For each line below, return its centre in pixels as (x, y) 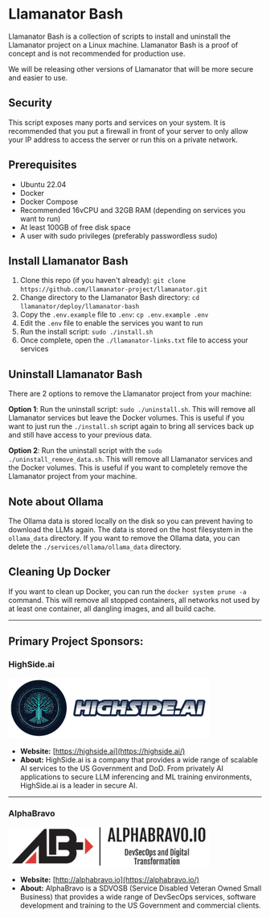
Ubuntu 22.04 (43, 184)
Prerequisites (43, 165)
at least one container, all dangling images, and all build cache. (112, 609)
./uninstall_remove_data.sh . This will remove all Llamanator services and (131, 459)
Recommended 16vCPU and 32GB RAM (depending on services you (133, 210)
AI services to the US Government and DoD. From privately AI (121, 768)
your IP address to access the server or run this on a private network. (123, 139)
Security (30, 103)
